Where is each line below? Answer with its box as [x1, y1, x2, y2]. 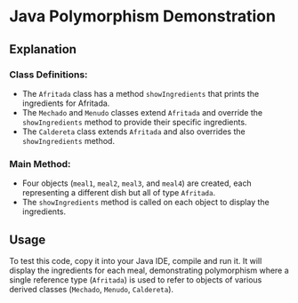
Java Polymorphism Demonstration [9, 6, 276, 27]
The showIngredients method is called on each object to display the [21, 197, 270, 208]
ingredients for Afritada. [21, 98, 110, 108]
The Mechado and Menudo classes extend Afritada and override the [21, 107, 263, 117]
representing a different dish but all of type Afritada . [21, 187, 216, 198]
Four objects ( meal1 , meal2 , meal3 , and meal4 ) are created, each [21, 178, 252, 188]
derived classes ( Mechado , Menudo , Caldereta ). [9, 283, 174, 294]
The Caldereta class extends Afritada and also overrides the [21, 126, 246, 137]
